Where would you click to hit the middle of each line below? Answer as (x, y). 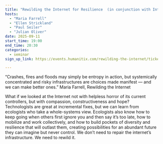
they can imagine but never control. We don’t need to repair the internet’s (78, 132)
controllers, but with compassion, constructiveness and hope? (67, 101)
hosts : (12, 14)
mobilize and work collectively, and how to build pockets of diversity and (78, 122)
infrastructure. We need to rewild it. (41, 138)
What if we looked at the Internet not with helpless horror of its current (75, 97)
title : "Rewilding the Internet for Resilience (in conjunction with (78, 9)
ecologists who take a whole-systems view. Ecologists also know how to (77, 112)
